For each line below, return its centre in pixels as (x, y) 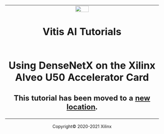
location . (82, 107)
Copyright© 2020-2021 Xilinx (82, 126)
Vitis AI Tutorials (82, 32)
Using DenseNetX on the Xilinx (82, 66)
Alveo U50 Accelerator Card (82, 77)
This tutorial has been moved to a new (82, 98)
